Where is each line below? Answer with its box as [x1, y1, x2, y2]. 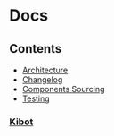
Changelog [21, 74, 63, 85]
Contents [9, 41, 62, 56]
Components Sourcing [21, 84, 105, 94]
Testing [21, 93, 51, 104]
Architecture [21, 64, 69, 75]
